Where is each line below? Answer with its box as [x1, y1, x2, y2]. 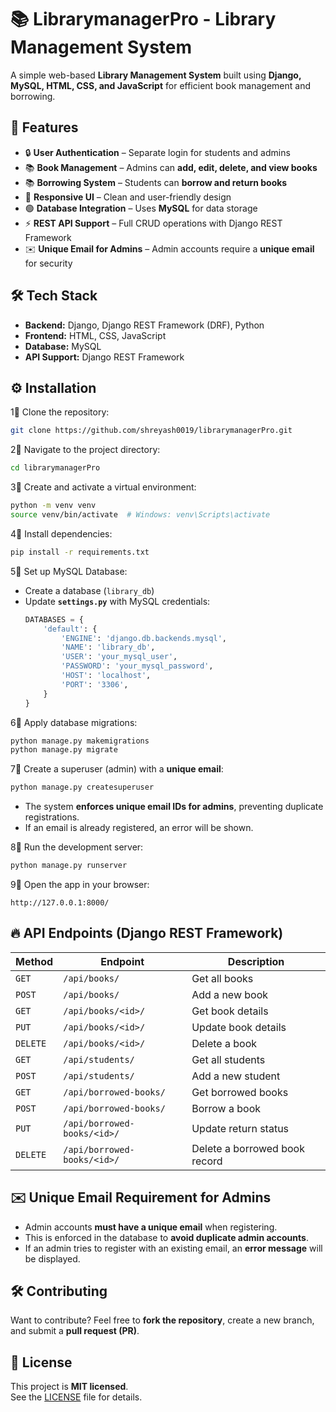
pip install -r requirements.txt [10, 547, 150, 557]
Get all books [191, 971, 254, 985]
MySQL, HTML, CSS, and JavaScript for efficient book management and [10, 79, 312, 91]
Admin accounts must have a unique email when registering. [24, 1221, 278, 1233]
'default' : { [43, 624, 98, 634]
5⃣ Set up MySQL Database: [10, 565, 128, 577]
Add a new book [191, 987, 269, 1001]
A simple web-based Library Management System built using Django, [10, 69, 302, 81]
